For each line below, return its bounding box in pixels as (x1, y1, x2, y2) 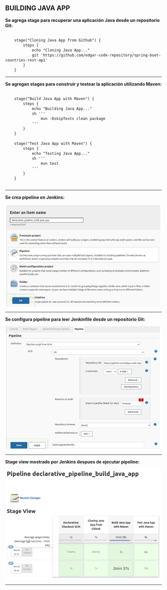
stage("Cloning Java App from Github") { (14, 37, 101, 43)
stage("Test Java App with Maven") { (14, 141, 92, 146)
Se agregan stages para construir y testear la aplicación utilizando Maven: (5, 81, 162, 87)
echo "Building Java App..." (31, 106, 92, 111)
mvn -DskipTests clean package (40, 116, 106, 121)
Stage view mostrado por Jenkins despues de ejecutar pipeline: (5, 459, 140, 465)
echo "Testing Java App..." (31, 151, 90, 156)
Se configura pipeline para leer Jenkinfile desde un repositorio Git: (5, 316, 146, 323)
